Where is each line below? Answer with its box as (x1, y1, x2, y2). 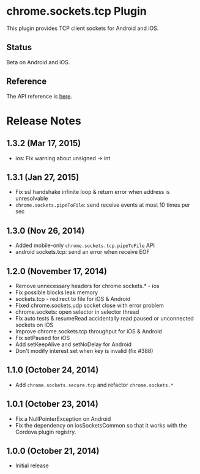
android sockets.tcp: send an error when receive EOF (15, 248, 150, 256)
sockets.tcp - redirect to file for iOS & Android (15, 295, 131, 302)
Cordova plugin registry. (15, 428, 76, 435)
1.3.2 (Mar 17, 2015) (6, 138, 81, 149)
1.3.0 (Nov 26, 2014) (6, 225, 85, 236)
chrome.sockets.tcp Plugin (6, 4, 147, 18)
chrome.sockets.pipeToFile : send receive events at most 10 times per (15, 201, 191, 209)
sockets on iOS (15, 321, 54, 328)
